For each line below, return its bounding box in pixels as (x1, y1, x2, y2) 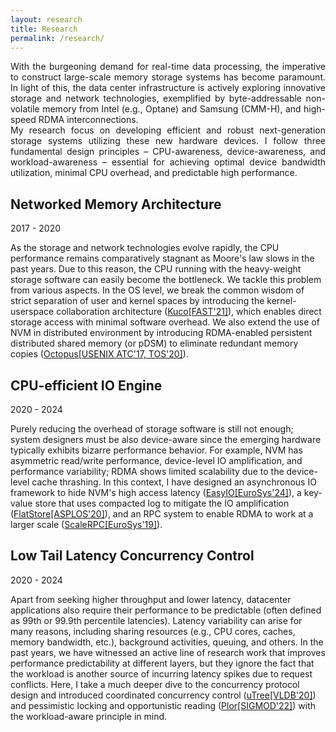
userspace (10, 306, 55, 318)
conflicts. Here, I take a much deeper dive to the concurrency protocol (10, 678, 300, 690)
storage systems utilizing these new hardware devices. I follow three (10, 135, 326, 147)
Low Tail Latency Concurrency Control (10, 547, 255, 565)
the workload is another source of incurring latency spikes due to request (10, 667, 313, 680)
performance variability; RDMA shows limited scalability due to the (10, 466, 285, 477)
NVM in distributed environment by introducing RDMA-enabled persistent (10, 327, 313, 339)
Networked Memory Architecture (10, 196, 222, 213)
